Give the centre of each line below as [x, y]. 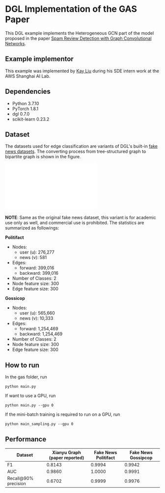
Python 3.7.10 [26, 103]
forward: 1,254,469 [39, 329]
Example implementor [39, 59]
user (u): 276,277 [37, 252]
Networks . [15, 43]
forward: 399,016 [37, 268]
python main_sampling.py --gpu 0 [39, 424]
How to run [22, 365]
